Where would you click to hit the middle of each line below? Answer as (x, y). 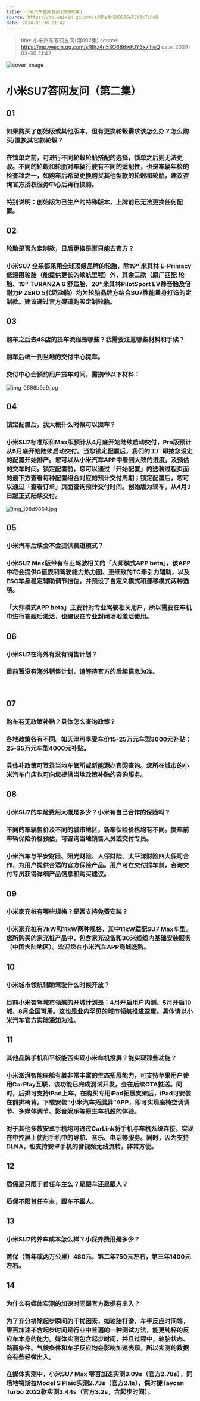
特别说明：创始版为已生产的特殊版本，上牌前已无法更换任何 (92, 202)
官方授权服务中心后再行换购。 (55, 184)
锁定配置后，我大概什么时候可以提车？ (61, 425)
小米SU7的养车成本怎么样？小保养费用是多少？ (73, 1240)
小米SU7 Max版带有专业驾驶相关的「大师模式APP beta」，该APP (99, 563)
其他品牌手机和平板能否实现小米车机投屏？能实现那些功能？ (92, 1058)
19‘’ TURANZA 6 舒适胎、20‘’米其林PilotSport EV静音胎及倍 (105, 284)
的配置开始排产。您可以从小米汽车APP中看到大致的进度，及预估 (98, 460)
